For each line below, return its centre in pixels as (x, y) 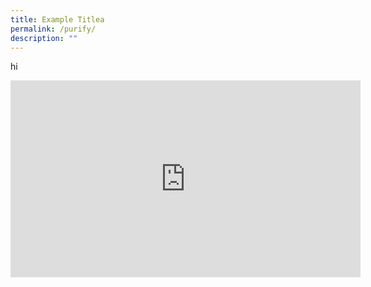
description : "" (44, 38)
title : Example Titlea (57, 19)
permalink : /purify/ (53, 29)
